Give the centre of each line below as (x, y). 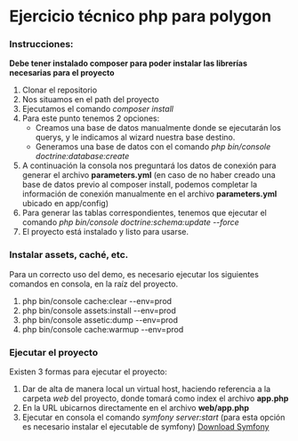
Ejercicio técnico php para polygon (141, 16)
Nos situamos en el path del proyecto (91, 100)
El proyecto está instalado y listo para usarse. (105, 232)
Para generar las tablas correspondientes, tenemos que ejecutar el (144, 213)
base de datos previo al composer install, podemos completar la (140, 185)
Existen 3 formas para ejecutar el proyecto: (88, 372)
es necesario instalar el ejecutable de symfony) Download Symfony (145, 427)
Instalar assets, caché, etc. (69, 255)
